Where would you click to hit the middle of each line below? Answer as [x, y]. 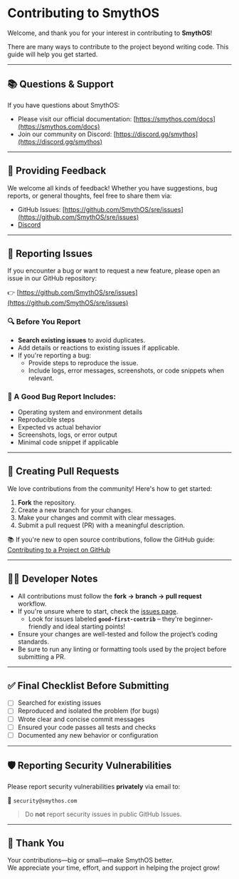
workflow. [32, 604]
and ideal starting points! [89, 626]
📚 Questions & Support [60, 85]
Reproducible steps [46, 420]
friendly [39, 626]
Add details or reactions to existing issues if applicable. [99, 347]
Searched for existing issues [59, 703]
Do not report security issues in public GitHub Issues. [103, 814]
